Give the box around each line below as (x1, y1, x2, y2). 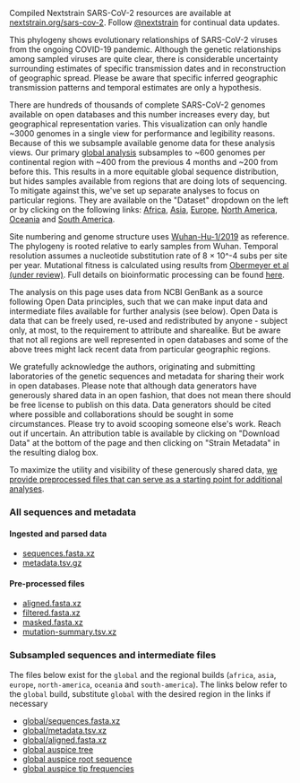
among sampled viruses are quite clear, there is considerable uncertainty (9, 54, 279, 64)
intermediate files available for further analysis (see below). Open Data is (9, 306, 279, 317)
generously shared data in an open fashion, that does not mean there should (9, 390, 292, 400)
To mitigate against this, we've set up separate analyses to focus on (9, 186, 260, 196)
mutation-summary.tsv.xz (21, 627, 117, 638)
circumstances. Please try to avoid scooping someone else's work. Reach (9, 419, 282, 429)
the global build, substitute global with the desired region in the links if (9, 688, 271, 699)
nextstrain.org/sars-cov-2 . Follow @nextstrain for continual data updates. (9, 17, 280, 28)
